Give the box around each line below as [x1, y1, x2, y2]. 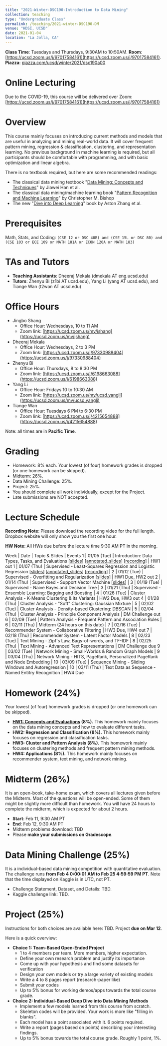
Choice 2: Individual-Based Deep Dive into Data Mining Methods [12, 998, 149, 1004]
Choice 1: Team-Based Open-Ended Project [12, 945, 105, 951]
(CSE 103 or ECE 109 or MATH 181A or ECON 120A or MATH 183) [5, 240, 135, 245]
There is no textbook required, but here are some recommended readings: [5, 169, 158, 175]
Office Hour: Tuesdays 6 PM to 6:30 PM [19, 408, 102, 414]
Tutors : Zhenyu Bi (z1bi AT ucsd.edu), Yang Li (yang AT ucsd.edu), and [12, 278, 159, 284]
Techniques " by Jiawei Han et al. [12, 184, 80, 190]
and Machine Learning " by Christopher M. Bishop [12, 195, 115, 201]
